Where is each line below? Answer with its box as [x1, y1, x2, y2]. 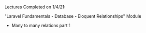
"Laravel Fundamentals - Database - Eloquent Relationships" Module [4, 13, 142, 19]
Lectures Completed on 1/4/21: [4, 4, 66, 10]
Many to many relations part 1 [11, 22, 71, 28]
